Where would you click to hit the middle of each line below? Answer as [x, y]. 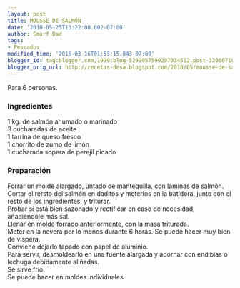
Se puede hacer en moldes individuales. [66, 277]
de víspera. [24, 239]
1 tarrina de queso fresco [44, 136]
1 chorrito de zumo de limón [49, 144]
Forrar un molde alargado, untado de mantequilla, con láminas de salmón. [116, 186]
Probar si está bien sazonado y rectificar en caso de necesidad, [101, 209]
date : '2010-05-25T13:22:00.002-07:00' [67, 27]
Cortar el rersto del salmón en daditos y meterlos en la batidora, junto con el [119, 194]
